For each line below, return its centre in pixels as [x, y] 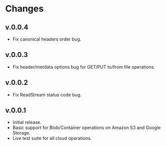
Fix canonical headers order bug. [47, 39]
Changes [24, 9]
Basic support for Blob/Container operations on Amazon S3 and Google [87, 127]
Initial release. [27, 122]
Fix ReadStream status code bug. [47, 94]
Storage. [21, 133]
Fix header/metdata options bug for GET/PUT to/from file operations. [84, 67]
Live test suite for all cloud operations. [52, 138]
